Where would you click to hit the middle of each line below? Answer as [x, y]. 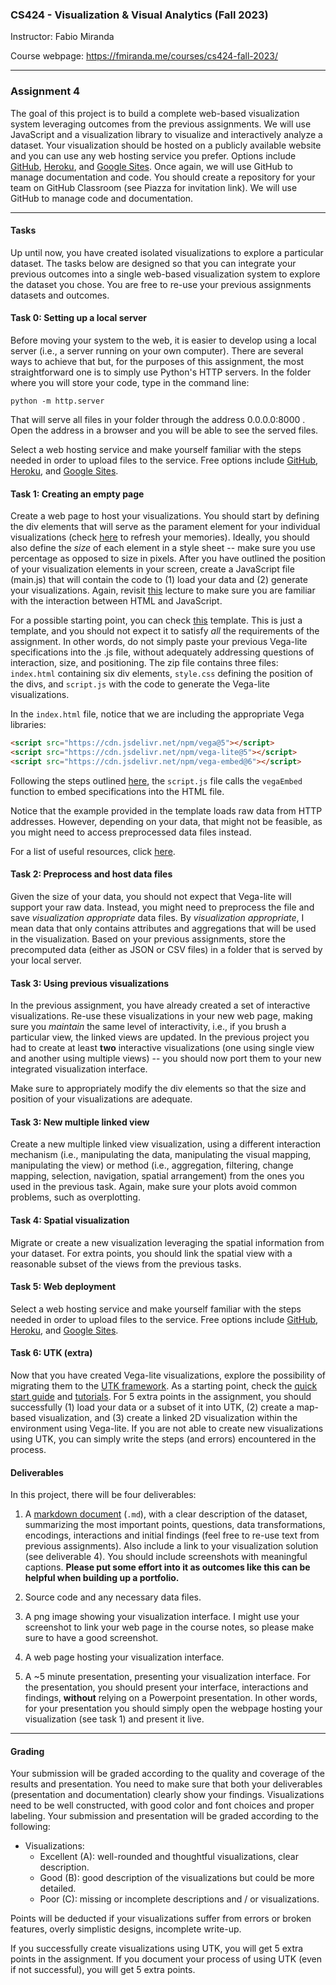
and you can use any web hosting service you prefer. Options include [153, 155]
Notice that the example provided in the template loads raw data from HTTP [166, 810]
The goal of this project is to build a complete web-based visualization [155, 113]
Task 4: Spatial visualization [70, 1220]
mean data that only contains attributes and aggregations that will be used [163, 929]
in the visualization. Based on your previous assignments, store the [148, 939]
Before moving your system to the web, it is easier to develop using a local [163, 340]
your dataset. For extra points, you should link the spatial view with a [151, 1253]
